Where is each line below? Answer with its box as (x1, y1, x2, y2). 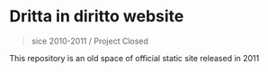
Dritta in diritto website (9, 6, 184, 27)
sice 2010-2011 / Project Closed (31, 36, 148, 46)
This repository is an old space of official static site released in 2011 (9, 52, 260, 63)
